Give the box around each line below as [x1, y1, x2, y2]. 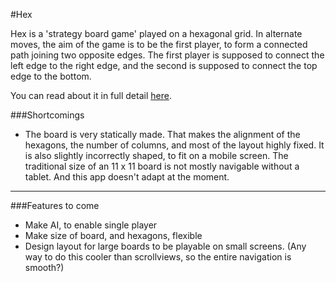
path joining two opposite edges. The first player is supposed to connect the [10, 49, 325, 61]
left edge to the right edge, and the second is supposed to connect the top [10, 60, 318, 71]
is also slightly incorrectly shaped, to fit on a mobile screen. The [24, 150, 289, 161]
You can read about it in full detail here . [10, 90, 172, 101]
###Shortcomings [10, 109, 85, 121]
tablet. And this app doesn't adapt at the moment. [24, 171, 230, 183]
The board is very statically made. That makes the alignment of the [24, 129, 301, 140]
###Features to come [10, 200, 100, 211]
